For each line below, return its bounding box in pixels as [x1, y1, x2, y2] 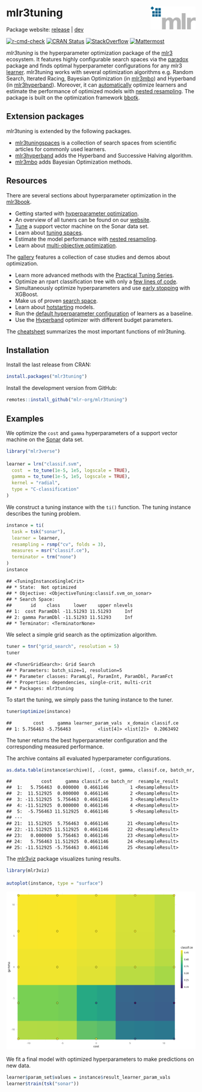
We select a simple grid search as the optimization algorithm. [6, 631, 158, 638]
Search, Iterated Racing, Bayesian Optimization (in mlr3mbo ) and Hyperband [6, 75, 196, 82]
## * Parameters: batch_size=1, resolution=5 [6, 667, 122, 673]
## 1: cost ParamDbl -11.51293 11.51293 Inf [6, 608, 133, 614]
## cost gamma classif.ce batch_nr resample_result [6, 779, 179, 785]
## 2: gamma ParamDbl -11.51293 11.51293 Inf [6, 614, 133, 620]
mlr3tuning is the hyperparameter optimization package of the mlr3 [6, 49, 173, 57]
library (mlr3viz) [6, 868, 50, 874]
